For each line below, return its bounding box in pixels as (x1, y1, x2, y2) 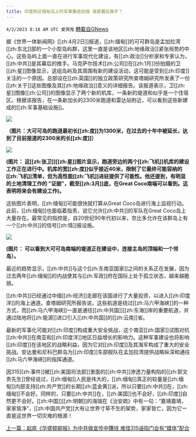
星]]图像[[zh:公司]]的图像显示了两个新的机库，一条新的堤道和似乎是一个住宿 (6, 89, 189, 96)
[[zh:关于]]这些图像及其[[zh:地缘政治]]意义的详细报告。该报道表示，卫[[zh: (6, 81, 185, 88)
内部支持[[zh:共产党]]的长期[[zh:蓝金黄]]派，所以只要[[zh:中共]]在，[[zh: (15, 383, 188, 390)
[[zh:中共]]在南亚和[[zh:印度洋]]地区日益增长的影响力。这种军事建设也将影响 (6, 333, 190, 340)
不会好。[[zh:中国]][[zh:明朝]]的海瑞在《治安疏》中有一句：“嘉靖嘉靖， (16, 397, 187, 404)
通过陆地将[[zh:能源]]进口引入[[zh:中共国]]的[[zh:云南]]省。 (6, 314, 148, 321)
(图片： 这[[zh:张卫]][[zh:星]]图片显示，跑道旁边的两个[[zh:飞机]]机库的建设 (6, 158, 190, 165)
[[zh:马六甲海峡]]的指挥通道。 (6, 356, 78, 363)
